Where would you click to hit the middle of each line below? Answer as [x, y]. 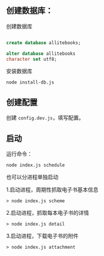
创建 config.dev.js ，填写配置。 [45, 118]
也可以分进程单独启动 [32, 177]
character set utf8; [32, 59]
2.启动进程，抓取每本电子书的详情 [48, 213]
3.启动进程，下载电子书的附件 [42, 236]
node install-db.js [30, 82]
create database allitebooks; [44, 43]
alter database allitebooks [41, 53]
